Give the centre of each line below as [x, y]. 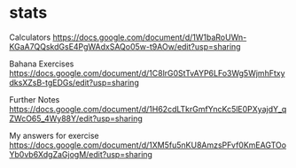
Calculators [30, 37]
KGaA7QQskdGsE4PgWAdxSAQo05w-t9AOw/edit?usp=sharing [125, 46]
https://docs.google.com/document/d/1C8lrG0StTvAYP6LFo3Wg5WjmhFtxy [147, 73]
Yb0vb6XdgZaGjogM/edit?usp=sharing [81, 154]
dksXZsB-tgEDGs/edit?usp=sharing [74, 82]
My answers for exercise [54, 135]
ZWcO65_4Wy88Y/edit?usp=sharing [76, 118]
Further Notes [35, 99]
